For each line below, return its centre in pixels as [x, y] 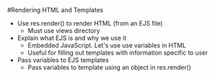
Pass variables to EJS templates [63, 60]
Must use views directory [64, 31]
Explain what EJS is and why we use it [72, 38]
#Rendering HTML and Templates [55, 10]
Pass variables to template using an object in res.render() [109, 67]
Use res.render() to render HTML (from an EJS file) [90, 23]
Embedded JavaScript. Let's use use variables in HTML [107, 45]
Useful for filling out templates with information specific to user [118, 52]
